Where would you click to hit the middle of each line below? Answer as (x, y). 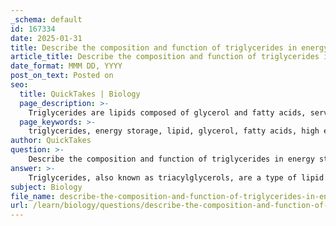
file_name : (33, 196)
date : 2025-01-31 (46, 38)
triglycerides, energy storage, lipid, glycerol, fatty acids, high (174, 131)
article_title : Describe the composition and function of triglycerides (165, 57)
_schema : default (46, 19)
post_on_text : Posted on (62, 76)
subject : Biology (46, 187)
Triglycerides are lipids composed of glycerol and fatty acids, (167, 112)
